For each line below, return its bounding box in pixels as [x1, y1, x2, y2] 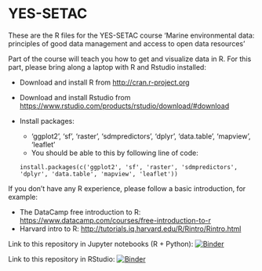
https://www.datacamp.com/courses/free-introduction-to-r [19, 215, 212, 225]
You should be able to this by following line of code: [31, 148, 198, 157]
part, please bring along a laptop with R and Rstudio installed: [8, 62, 206, 71]
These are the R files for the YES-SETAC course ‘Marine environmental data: [8, 31, 255, 40]
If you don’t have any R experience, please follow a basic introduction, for [8, 183, 246, 193]
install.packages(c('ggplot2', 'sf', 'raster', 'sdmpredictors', [19, 163, 238, 171]
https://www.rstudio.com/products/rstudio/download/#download [19, 101, 230, 110]
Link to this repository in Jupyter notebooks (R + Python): [8, 239, 194, 248]
